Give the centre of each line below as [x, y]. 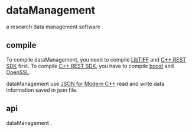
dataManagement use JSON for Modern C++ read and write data [85, 83]
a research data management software [53, 27]
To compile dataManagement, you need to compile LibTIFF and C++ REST [96, 59]
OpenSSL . [18, 72]
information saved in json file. [42, 90]
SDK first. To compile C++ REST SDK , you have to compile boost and [90, 66]
